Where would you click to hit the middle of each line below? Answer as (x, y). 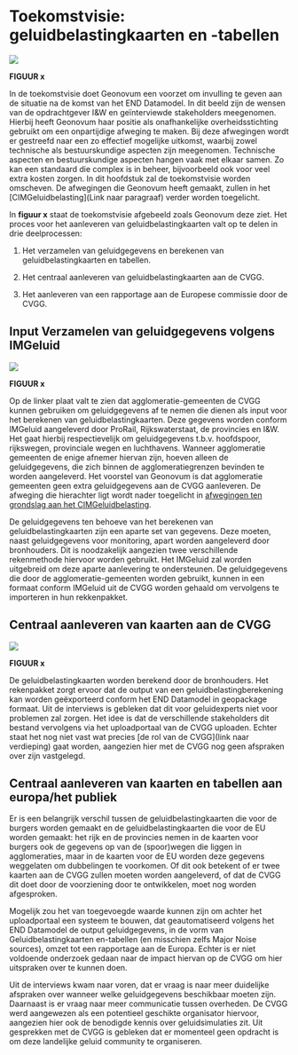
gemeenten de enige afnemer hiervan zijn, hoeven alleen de (119, 457)
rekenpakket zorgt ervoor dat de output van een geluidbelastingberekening (146, 689)
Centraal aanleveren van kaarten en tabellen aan (146, 783)
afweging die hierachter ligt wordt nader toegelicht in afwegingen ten (136, 495)
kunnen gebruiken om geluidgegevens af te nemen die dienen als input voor (149, 410)
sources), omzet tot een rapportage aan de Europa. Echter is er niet (133, 949)
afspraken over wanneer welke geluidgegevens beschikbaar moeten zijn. (143, 995)
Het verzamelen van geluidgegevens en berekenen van (123, 250)
